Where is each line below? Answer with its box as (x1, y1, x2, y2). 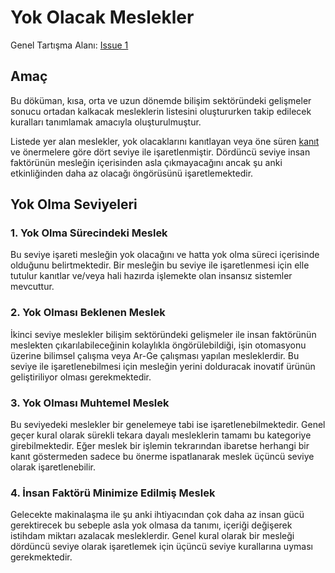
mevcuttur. (10, 281, 55, 293)
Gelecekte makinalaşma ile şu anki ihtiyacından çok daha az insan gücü (10, 509, 305, 521)
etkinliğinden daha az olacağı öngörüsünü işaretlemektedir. (10, 167, 254, 179)
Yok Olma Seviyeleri (10, 196, 138, 213)
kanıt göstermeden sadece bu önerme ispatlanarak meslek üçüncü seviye (10, 451, 315, 463)
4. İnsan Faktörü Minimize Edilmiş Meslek (10, 486, 216, 500)
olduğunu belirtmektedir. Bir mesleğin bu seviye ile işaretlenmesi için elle (10, 259, 310, 271)
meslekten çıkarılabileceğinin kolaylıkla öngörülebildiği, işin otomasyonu (10, 339, 307, 351)
